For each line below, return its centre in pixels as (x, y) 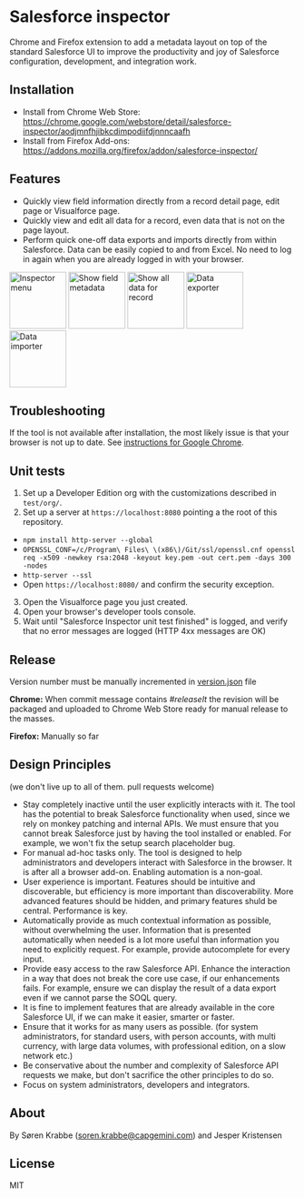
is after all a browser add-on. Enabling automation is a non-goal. (142, 871)
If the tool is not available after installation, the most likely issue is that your (149, 433)
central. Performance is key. (75, 911)
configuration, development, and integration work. (103, 61)
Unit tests (37, 471)
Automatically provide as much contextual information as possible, (147, 920)
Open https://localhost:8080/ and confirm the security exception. (148, 585)
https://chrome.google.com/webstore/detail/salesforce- (127, 121)
